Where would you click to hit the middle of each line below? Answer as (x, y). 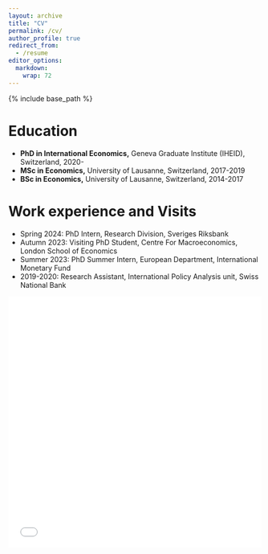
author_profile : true (45, 38)
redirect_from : (34, 46)
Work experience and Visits (102, 211)
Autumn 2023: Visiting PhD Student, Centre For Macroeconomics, (129, 242)
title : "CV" (28, 23)
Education (43, 131)
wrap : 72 (37, 76)
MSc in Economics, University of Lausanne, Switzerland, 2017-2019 (132, 170)
